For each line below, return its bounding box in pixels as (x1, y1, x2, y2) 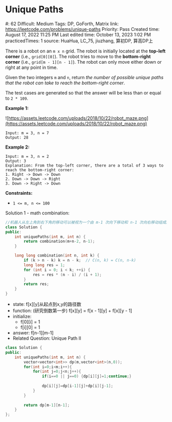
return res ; (24, 282, 50, 287)
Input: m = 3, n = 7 (5, 130, 50, 136)
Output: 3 (5, 158, 27, 163)
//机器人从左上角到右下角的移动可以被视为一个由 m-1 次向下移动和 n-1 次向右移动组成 (5, 219, 166, 225)
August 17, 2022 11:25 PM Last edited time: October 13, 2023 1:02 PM (5, 31, 151, 38)
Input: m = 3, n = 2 (5, 154, 50, 159)
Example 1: (5, 105, 29, 111)
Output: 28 (5, 135, 29, 140)
